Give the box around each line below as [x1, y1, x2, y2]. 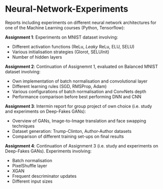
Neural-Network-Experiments [5, 3, 128, 15]
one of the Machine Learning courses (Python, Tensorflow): [5, 24, 125, 30]
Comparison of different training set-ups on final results [12, 133, 124, 139]
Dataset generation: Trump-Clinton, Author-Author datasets [12, 128, 132, 134]
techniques [12, 123, 35, 129]
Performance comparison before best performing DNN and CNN [12, 94, 142, 100]
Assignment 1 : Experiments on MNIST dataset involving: [5, 34, 118, 40]
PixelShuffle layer [12, 163, 47, 168]
